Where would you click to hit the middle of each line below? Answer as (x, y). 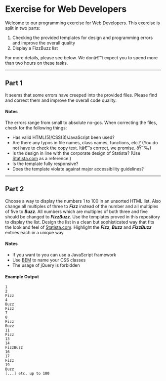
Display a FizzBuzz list (35, 48)
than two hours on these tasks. (37, 63)
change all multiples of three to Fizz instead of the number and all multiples (82, 206)
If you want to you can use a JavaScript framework (64, 254)
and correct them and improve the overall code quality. (61, 100)
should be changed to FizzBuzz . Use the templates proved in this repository (83, 216)
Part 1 (14, 83)
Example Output (22, 276)
